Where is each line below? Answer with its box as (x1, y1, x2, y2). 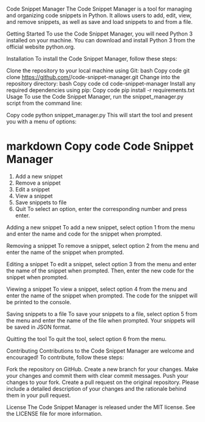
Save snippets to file (15, 199, 67, 206)
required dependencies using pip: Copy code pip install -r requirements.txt (6, 86, 195, 94)
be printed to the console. (6, 298, 72, 305)
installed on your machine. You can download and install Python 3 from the (6, 37, 196, 44)
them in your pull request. (6, 391, 72, 399)
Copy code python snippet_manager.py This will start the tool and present (6, 112, 193, 118)
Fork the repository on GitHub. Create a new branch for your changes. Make (6, 365, 199, 373)
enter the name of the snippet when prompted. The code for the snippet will (6, 291, 198, 299)
